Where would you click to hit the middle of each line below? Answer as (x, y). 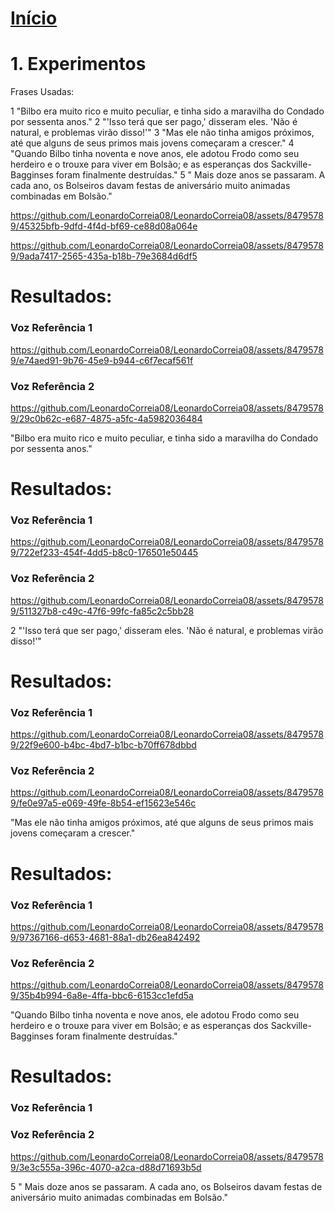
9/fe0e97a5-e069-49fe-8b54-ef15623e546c (103, 803)
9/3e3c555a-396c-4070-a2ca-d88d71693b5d (106, 1167)
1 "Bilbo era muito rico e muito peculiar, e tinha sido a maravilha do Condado (167, 111)
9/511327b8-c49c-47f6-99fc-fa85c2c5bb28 (102, 611)
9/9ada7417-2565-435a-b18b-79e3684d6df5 (104, 256)
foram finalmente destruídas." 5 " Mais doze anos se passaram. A (190, 175)
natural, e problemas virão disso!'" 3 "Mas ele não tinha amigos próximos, (162, 133)
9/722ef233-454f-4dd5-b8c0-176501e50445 (104, 553)
